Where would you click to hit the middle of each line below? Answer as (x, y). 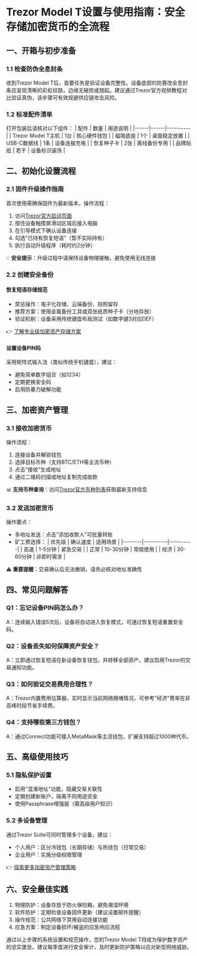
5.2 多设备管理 (27, 821)
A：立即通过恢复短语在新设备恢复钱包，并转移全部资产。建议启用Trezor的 (96, 660)
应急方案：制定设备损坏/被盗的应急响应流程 (67, 927)
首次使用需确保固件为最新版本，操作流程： (58, 203)
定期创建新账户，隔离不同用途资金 (56, 796)
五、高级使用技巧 (37, 757)
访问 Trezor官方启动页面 (43, 216)
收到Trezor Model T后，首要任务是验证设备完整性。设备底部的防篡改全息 (94, 83)
